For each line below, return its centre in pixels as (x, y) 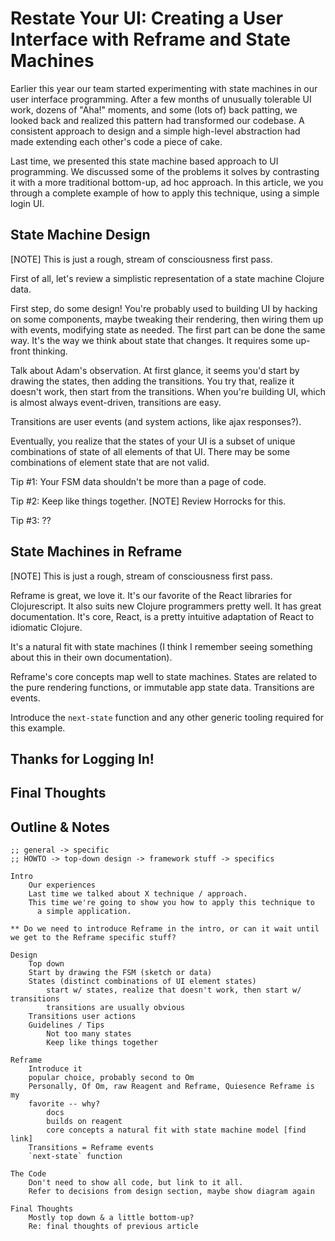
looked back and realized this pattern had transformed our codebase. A (157, 120)
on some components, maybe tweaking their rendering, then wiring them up (167, 319)
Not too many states (89, 1034)
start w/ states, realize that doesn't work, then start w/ (174, 990)
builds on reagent (84, 1122)
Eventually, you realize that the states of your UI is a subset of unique (153, 441)
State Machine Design (80, 235)
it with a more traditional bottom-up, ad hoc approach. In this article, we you (167, 182)
